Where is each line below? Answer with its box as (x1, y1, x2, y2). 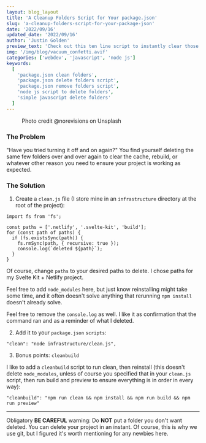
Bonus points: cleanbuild (15, 352, 80, 359)
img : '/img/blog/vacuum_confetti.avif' (6, 49, 109, 55)
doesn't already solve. (6, 299, 63, 306)
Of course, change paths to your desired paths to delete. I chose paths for (6, 268, 194, 275)
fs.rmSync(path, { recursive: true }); (17, 241, 120, 247)
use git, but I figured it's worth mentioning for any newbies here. (6, 430, 169, 437)
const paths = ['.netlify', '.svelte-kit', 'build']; (6, 225, 147, 231)
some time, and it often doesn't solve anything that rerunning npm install (6, 292, 192, 299)
